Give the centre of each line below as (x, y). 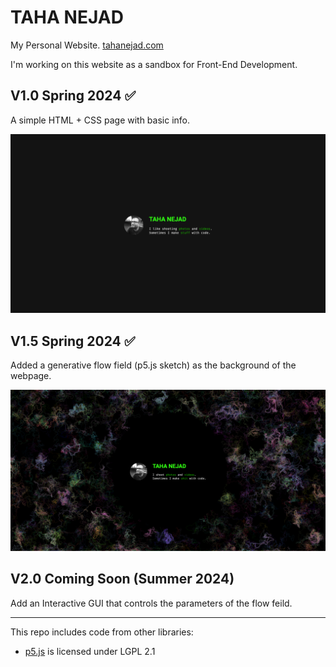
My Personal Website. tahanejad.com (87, 45)
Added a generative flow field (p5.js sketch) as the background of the (153, 365)
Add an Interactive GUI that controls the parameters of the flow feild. (151, 603)
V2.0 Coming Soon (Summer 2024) (122, 579)
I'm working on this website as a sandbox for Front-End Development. (154, 64)
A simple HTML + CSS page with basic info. (100, 120)
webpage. (31, 376)
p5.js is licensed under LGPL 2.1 (90, 651)
